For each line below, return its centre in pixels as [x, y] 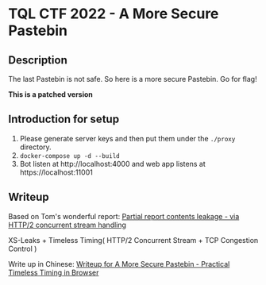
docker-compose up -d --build [70, 156]
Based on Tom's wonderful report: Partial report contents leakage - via [124, 216]
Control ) [23, 248]
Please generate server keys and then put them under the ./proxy [127, 138]
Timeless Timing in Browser [54, 272]
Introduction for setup [64, 119]
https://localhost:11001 [56, 172]
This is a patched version [51, 94]
